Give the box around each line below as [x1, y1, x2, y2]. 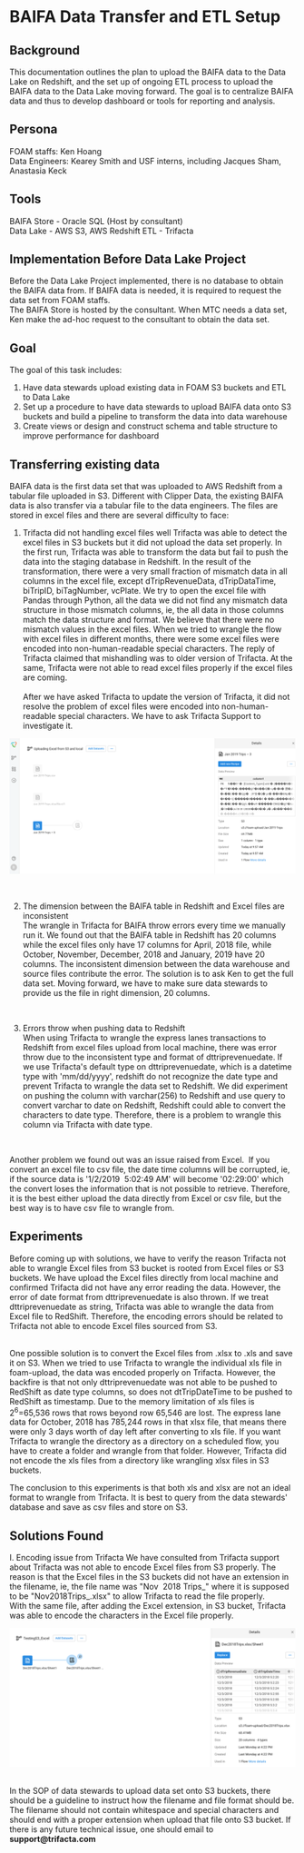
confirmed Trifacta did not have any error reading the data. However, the [9, 1282, 281, 1293]
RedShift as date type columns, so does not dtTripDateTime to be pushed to [9, 1386, 293, 1397]
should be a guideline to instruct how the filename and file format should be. [9, 1795, 295, 1806]
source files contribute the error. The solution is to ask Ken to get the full [22, 968, 294, 979]
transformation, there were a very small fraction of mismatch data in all [22, 566, 288, 577]
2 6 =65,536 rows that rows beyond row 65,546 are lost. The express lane [9, 1405, 281, 1418]
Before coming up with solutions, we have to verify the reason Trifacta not [9, 1253, 287, 1264]
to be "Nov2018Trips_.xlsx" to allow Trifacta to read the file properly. [9, 1591, 265, 1602]
